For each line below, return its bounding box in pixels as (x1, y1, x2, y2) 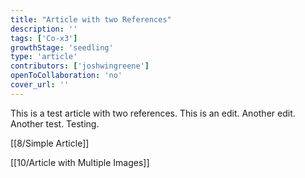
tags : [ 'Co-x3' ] (10, 33, 78, 43)
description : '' (10, 24, 78, 34)
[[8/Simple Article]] (10, 137, 90, 149)
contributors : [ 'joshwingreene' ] (10, 61, 150, 71)
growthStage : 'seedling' (10, 42, 114, 53)
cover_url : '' (10, 80, 70, 90)
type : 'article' (10, 52, 78, 62)
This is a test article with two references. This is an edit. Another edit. (10, 107, 296, 119)
